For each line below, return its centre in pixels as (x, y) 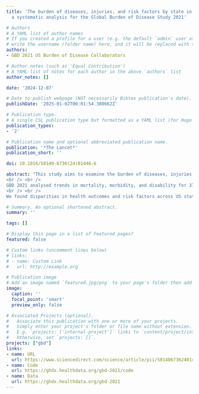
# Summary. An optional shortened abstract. (62, 207)
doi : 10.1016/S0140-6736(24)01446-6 (51, 164)
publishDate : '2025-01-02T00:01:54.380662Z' (62, 104)
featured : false (26, 239)
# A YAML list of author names (45, 33)
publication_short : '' (34, 153)
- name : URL (21, 354)
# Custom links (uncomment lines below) (57, 250)
